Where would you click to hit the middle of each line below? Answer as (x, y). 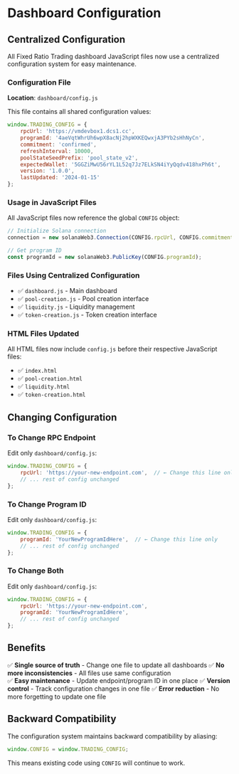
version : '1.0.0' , (47, 171)
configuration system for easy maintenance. (72, 64)
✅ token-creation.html (52, 394)
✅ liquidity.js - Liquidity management (76, 307)
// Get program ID (34, 250)
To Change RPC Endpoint (52, 438)
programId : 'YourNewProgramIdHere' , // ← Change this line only (119, 539)
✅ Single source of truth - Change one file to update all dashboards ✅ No (116, 665)
